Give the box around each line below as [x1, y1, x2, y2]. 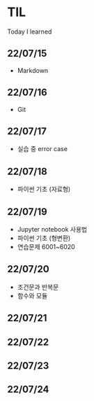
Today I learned [7, 27, 52, 36]
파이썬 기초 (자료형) [17, 185, 71, 193]
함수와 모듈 [17, 291, 48, 300]
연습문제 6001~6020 [17, 243, 75, 251]
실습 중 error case [17, 145, 68, 153]
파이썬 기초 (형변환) [17, 234, 71, 242]
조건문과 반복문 [17, 283, 59, 291]
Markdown [17, 66, 49, 74]
